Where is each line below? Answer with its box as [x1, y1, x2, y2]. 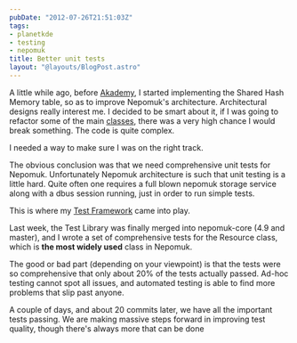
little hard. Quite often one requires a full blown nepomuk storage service [9, 178, 277, 189]
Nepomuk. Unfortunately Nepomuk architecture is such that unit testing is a [9, 168, 286, 179]
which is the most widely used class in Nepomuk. [9, 241, 193, 252]
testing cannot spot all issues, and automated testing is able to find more [9, 277, 276, 288]
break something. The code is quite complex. [9, 125, 175, 135]
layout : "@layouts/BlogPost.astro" [9, 63, 141, 72]
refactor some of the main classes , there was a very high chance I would [9, 115, 276, 126]
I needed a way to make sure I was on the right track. [9, 142, 204, 152]
